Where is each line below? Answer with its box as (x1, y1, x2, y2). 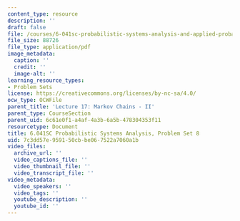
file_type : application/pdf (7, 43, 91, 51)
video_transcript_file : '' (14, 169, 94, 177)
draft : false (7, 24, 46, 31)
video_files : (7, 143, 46, 150)
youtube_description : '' (14, 196, 88, 203)
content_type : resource (7, 10, 79, 18)
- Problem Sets (7, 83, 53, 91)
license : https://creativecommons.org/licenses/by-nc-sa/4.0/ (7, 90, 196, 97)
